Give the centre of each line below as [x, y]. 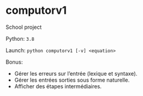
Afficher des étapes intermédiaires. [58, 86]
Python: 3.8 [20, 38]
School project [24, 27]
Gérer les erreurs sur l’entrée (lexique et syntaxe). [76, 73]
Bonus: [14, 62]
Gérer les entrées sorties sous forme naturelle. [72, 80]
